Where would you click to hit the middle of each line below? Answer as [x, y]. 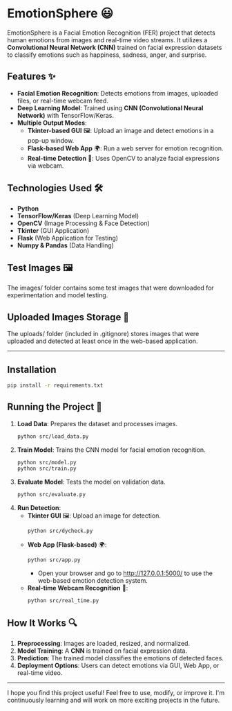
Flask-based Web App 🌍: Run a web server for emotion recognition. [125, 148]
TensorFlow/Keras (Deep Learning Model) [78, 216]
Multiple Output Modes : [52, 123]
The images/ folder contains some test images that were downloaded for [110, 288]
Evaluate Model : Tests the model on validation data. [91, 482]
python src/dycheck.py [60, 531]
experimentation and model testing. [58, 295]
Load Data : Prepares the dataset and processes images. [97, 423]
